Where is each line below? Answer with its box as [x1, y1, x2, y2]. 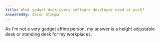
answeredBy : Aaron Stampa [5, 12, 59, 17]
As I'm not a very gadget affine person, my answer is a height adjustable [5, 25, 155, 31]
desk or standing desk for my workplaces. [5, 31, 92, 37]
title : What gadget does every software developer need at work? [5, 7, 144, 12]
